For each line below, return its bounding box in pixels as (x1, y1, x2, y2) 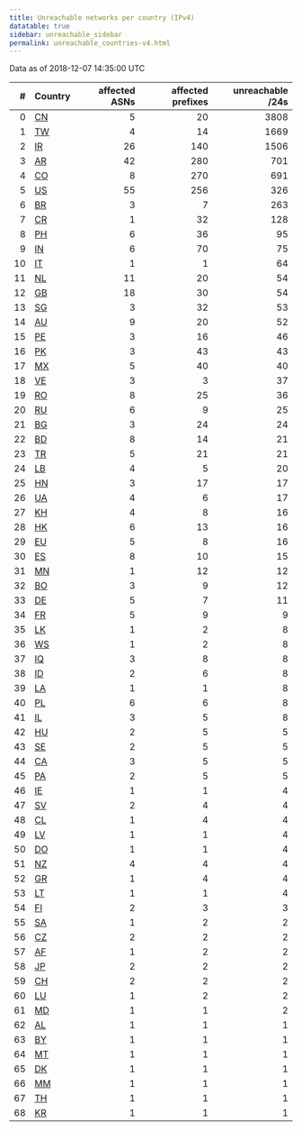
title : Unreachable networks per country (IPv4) (9, 13, 195, 23)
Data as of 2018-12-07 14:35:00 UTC (9, 63, 146, 74)
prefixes (172, 96, 209, 108)
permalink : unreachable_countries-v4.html (9, 38, 171, 48)
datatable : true (9, 22, 70, 31)
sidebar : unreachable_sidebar (9, 30, 123, 39)
